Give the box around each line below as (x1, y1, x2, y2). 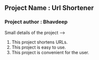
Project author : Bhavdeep (4, 19, 68, 25)
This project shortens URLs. (11, 39, 68, 45)
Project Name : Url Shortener (4, 4, 94, 12)
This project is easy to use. (11, 44, 66, 50)
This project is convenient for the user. (11, 49, 90, 55)
